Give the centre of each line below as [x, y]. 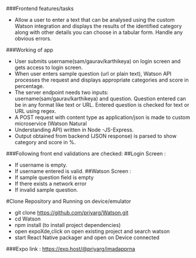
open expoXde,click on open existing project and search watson [92, 231]
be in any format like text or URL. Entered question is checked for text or [102, 105]
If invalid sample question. [46, 190]
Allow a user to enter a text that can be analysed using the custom [94, 20]
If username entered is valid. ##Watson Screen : [73, 171]
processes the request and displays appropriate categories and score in [102, 80]
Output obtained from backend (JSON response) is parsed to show [96, 136]
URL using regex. [36, 111]
